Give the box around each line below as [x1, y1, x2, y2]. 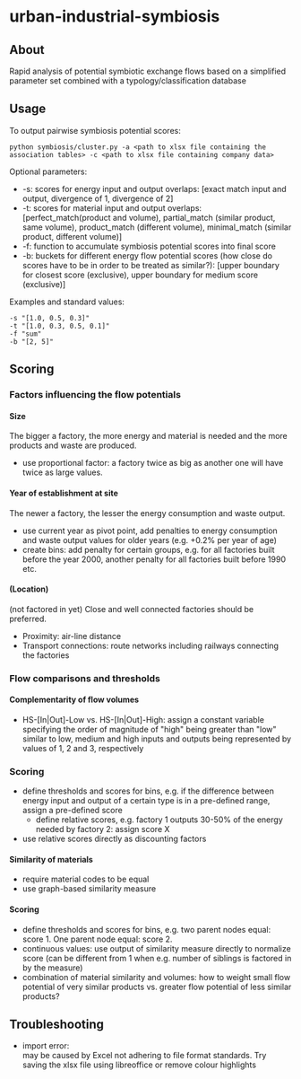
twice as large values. [21, 467, 103, 478]
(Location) [9, 583, 49, 594]
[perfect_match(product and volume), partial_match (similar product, [21, 212, 276, 223]
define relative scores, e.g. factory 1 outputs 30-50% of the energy [35, 814, 284, 825]
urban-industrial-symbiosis [9, 6, 220, 27]
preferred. [9, 613, 47, 624]
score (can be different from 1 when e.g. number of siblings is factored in [21, 952, 292, 963]
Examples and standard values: [9, 296, 125, 307]
